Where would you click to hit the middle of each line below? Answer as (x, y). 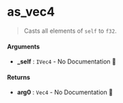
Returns (19, 77)
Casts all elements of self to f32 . (70, 31)
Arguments (24, 46)
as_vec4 (31, 12)
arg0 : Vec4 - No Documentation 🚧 (65, 92)
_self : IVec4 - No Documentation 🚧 (66, 61)
